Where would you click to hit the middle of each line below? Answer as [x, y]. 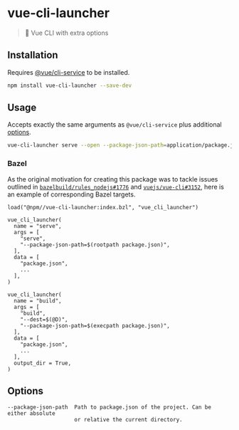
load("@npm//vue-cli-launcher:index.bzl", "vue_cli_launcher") [103, 207]
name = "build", [38, 300]
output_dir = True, [43, 363]
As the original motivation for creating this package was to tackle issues [113, 179]
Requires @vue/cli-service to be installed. [69, 72]
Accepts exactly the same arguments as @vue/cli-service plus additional [115, 125]
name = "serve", [38, 226]
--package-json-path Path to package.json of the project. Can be [110, 407]
